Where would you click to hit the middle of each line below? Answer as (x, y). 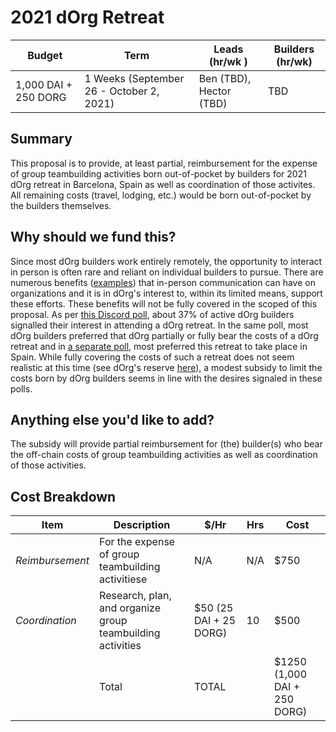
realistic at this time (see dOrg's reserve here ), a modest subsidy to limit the (166, 367)
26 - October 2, (122, 91)
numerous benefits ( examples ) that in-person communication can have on (163, 282)
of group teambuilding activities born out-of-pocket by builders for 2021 (158, 173)
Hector (215, 91)
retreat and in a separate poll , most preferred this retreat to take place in (159, 346)
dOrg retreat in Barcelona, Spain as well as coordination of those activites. (163, 184)
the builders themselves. (61, 205)
